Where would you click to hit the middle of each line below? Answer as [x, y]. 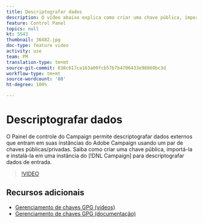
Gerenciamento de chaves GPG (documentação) [75, 213]
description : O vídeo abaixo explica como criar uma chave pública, [94, 17]
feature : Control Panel [36, 23]
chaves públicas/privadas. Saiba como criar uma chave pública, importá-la [99, 149]
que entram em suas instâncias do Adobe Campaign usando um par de [95, 143]
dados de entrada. [29, 162]
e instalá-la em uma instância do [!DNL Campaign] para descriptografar [95, 155]
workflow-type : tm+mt [34, 74]
